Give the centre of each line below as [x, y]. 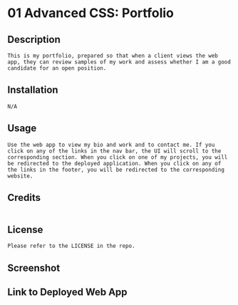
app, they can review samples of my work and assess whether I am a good [119, 62]
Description [34, 40]
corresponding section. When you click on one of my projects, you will [118, 157]
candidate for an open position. [57, 68]
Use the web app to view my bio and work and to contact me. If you [111, 145]
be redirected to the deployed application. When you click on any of [114, 163]
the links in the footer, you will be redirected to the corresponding [116, 170]
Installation [33, 90]
